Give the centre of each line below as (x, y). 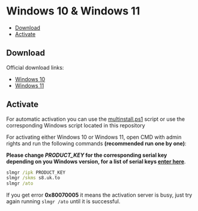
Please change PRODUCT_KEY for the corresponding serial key (87, 155)
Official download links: (35, 67)
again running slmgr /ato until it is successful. (63, 201)
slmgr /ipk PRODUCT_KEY (36, 173)
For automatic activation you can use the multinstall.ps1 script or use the (95, 119)
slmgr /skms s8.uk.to (33, 178)
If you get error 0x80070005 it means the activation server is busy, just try (99, 195)
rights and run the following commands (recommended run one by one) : (96, 143)
